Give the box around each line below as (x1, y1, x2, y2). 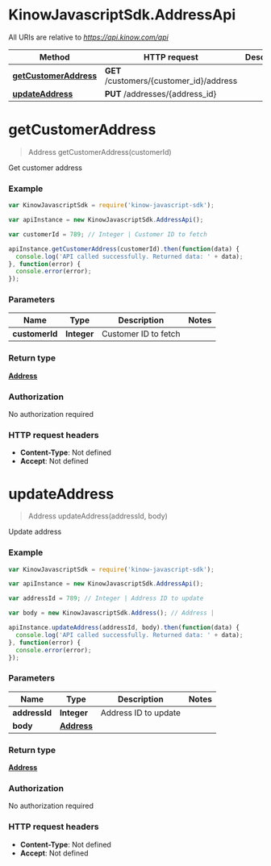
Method (39, 51, 70, 62)
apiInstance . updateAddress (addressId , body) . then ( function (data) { (8, 623, 240, 632)
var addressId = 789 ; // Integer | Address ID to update (8, 594, 204, 602)
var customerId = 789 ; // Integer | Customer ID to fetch (8, 230, 207, 239)
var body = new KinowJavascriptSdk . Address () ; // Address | (8, 609, 215, 618)
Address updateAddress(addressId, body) (27, 511, 168, 521)
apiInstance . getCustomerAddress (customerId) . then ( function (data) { (8, 244, 240, 253)
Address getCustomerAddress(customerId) (27, 147, 172, 156)
